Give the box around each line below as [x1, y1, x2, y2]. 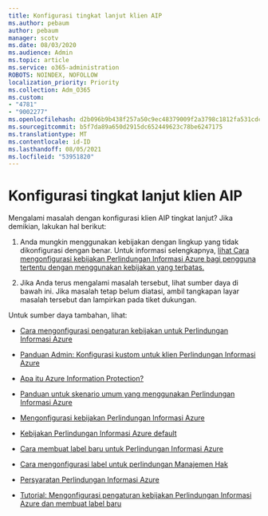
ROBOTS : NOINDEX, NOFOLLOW [8, 71, 98, 79]
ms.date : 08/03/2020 [8, 41, 77, 49]
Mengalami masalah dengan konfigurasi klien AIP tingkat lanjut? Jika [8, 213, 234, 223]
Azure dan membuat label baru [19, 499, 122, 509]
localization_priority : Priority [8, 78, 120, 86]
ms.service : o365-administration [8, 64, 120, 72]
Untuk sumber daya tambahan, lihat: [8, 310, 128, 320]
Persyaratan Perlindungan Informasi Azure [19, 475, 160, 485]
